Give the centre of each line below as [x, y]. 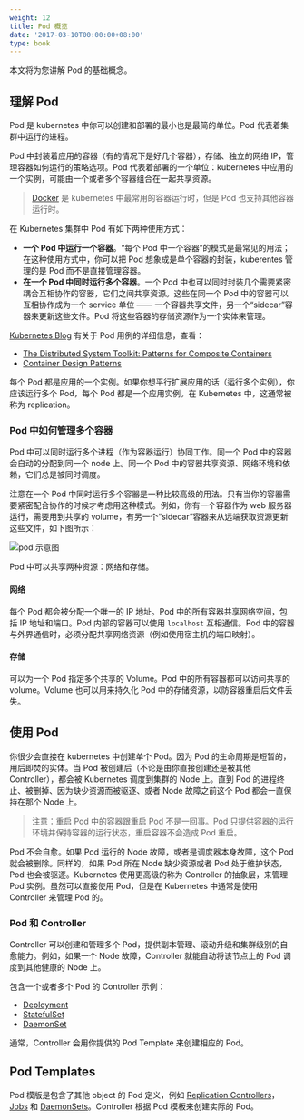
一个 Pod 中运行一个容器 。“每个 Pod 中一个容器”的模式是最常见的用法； [156, 248]
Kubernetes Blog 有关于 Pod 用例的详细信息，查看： [107, 335]
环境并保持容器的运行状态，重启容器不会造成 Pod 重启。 [137, 832]
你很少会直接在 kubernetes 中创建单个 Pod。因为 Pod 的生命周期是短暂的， [150, 756]
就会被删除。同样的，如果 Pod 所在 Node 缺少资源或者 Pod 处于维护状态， [148, 863]
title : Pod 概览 [39, 26]
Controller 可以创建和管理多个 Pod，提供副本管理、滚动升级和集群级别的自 [149, 944]
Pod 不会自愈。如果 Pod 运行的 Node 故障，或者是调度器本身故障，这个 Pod [152, 852]
